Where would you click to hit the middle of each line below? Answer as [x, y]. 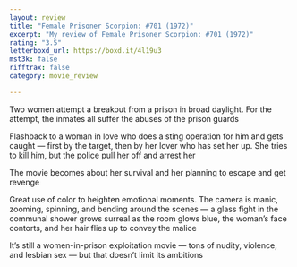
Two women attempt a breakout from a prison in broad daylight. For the [141, 109]
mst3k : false [34, 59]
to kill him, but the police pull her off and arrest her [102, 155]
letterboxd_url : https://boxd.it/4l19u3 [86, 51]
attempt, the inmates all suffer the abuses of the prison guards [124, 118]
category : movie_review [54, 76]
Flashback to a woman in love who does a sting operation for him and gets [146, 136]
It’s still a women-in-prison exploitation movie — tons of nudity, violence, [143, 245]
